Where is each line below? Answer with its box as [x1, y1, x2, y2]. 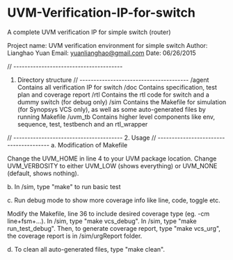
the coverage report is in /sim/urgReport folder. [7, 231, 143, 240]
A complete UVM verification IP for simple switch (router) [7, 28, 172, 36]
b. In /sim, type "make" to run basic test [7, 182, 121, 190]
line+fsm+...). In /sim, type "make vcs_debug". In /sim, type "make [7, 217, 197, 225]
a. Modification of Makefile [51, 140, 128, 149]
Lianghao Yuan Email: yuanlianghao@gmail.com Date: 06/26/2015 [7, 49, 196, 57]
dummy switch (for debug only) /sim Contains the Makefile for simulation [17, 97, 227, 106]
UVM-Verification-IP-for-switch [7, 5, 196, 21]
